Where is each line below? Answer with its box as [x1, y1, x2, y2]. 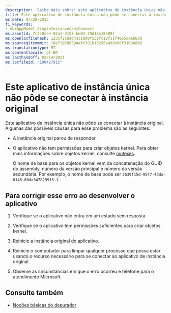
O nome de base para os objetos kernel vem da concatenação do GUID [12, 160, 162, 166]
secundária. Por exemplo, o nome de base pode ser [12, 171, 121, 177]
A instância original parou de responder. [12, 135, 97, 141]
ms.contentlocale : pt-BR [5, 50, 58, 55]
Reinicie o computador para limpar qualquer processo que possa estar [12, 248, 161, 253]
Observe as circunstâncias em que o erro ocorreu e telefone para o [12, 268, 154, 274]
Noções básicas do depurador [12, 302, 77, 308]
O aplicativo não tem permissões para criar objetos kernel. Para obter [12, 145, 159, 151]
